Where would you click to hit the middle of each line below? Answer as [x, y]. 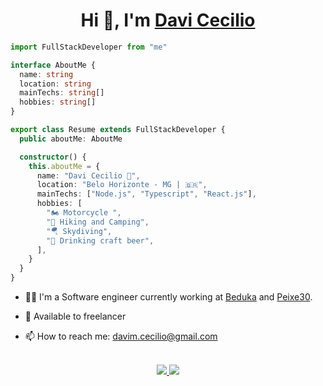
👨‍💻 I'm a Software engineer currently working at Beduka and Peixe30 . [168, 297]
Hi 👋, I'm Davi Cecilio [168, 20]
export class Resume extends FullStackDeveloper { [118, 130]
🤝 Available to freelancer [75, 316]
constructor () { [53, 157]
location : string [55, 84]
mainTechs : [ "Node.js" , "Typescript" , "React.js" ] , [146, 194]
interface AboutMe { [53, 65]
